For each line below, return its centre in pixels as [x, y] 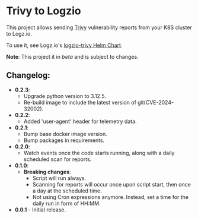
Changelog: [28, 75]
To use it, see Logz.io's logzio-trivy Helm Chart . [64, 45]
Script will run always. [59, 178]
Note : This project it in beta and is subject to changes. [72, 56]
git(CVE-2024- [155, 102]
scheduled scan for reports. [58, 159]
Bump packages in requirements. [64, 140]
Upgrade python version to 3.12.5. [65, 96]
